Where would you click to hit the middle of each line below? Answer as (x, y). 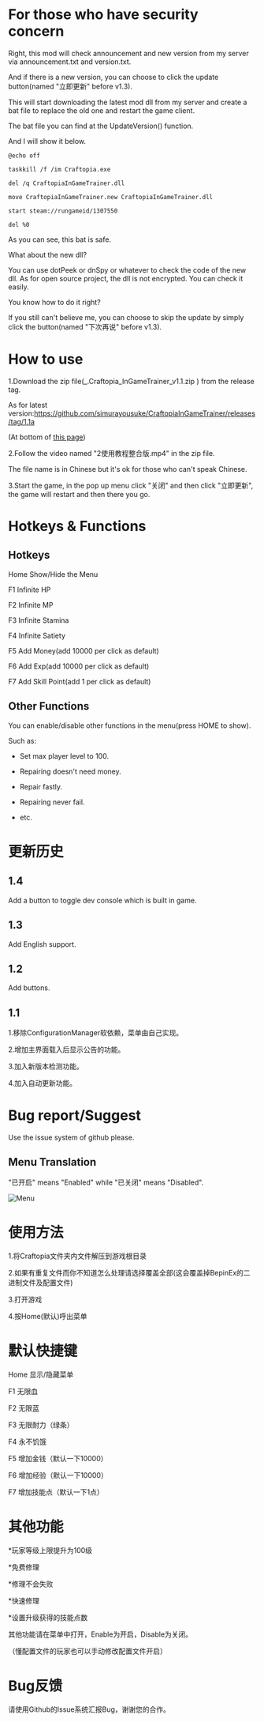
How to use (46, 359)
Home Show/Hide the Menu (53, 574)
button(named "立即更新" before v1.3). (70, 86)
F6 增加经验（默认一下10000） (58, 1475)
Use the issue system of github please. (71, 1138)
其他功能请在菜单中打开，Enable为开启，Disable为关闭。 (100, 1634)
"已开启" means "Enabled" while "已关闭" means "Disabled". (106, 1182)
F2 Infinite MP (31, 605)
